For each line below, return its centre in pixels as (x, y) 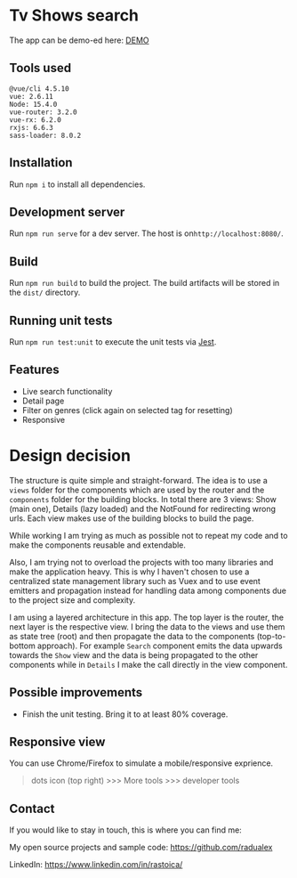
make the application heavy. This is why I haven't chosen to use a (129, 572)
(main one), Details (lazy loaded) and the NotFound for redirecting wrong (143, 508)
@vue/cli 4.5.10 (39, 89)
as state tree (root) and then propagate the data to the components (132, 636)
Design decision (70, 456)
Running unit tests (61, 320)
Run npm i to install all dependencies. (77, 184)
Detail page (43, 401)
